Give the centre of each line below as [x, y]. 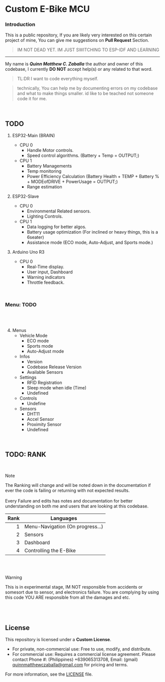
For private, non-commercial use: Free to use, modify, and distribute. [82, 649]
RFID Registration [44, 383]
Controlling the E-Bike [50, 551]
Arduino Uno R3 [28, 252]
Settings [28, 377]
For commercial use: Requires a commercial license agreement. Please [84, 654]
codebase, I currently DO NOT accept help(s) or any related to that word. [79, 69]
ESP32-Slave [26, 196]
